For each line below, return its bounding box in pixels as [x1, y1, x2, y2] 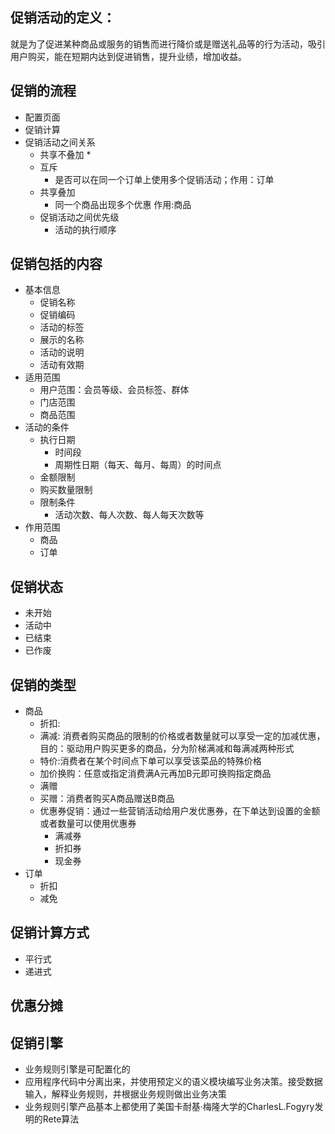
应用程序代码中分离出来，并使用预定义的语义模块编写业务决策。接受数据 [24, 1076, 323, 1088]
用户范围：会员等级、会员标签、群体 [39, 384, 190, 396]
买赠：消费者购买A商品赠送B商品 [39, 793, 175, 805]
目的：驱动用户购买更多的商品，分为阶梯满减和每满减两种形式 [39, 743, 295, 755]
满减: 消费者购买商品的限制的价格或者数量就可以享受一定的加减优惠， [39, 730, 326, 742]
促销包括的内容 [10, 256, 103, 273]
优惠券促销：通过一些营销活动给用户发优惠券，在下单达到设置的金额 [39, 805, 321, 817]
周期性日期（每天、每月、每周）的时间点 [54, 459, 222, 471]
